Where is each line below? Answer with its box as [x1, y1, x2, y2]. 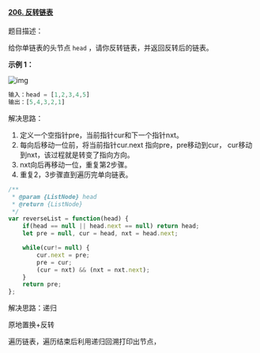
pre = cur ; [36, 258, 73, 266]
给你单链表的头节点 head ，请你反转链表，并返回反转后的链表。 [8, 43, 213, 53]
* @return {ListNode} [11, 200, 83, 208]
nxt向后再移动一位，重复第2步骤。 [19, 160, 132, 169]
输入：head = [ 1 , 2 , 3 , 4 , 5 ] [8, 91, 90, 99]
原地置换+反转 [8, 320, 55, 329]
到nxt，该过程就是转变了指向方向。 [19, 150, 134, 160]
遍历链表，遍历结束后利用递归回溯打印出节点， [8, 336, 160, 347]
